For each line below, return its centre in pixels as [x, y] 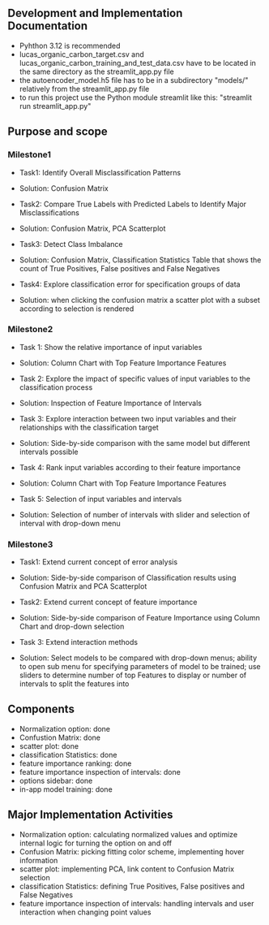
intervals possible [49, 452]
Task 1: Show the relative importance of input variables [111, 347]
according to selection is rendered [77, 309]
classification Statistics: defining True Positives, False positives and [132, 886]
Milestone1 [30, 155]
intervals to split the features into [74, 684]
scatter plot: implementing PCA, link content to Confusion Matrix [127, 869]
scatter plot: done [49, 746]
